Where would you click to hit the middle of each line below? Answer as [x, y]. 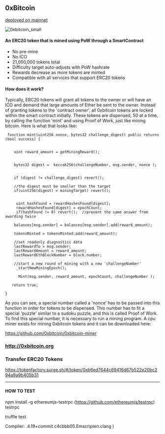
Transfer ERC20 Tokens [34, 359]
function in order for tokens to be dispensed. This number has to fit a [75, 308]
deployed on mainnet [27, 20]
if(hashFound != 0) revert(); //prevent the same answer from [82, 212]
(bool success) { [23, 139]
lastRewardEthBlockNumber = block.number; [58, 255]
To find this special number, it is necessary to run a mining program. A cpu [80, 319]
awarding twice [21, 217]
